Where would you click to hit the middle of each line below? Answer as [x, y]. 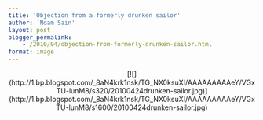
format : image [31, 52]
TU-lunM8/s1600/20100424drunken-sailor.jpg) [132, 107]
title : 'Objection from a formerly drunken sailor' [94, 15]
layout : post [29, 30]
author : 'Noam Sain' [42, 23]
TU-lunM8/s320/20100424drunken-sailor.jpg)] [132, 91]
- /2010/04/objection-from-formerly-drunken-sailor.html [117, 45]
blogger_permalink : [40, 37]
